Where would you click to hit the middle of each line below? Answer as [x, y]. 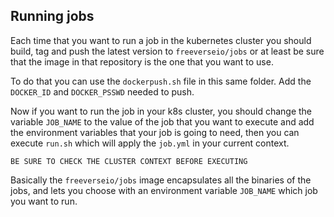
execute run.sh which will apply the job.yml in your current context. [150, 143]
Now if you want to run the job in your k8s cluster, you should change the [161, 111]
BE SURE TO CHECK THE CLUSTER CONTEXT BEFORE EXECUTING [129, 161]
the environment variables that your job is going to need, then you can [155, 132]
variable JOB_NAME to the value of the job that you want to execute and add [162, 121]
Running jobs [52, 16]
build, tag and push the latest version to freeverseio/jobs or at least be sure [167, 51]
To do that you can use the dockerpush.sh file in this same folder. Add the [161, 81]
